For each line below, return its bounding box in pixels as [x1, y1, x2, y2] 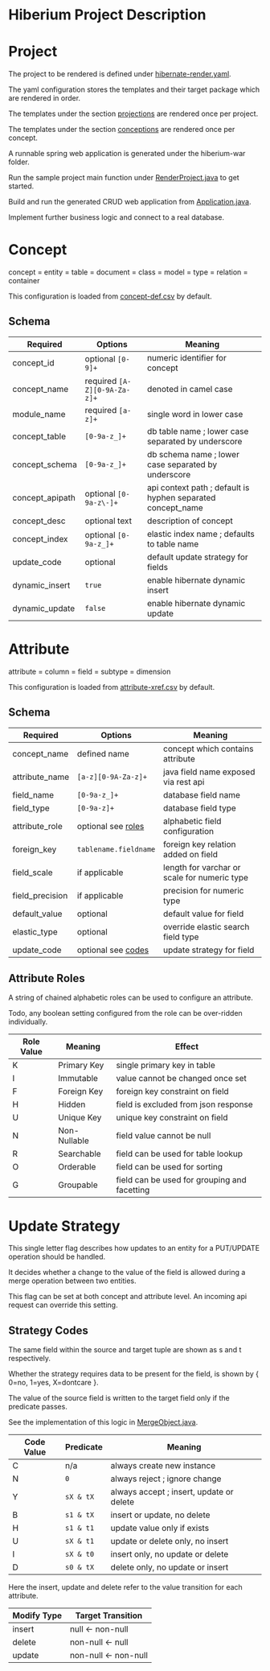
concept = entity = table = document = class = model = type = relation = [8, 267, 248, 277]
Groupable [58, 1179, 98, 1190]
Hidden [58, 1099, 86, 1110]
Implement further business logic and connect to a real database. [8, 212, 225, 222]
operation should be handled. [8, 1252, 106, 1261]
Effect [175, 1041, 199, 1052]
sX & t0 [65, 1549, 95, 1559]
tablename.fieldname [76, 844, 156, 854]
